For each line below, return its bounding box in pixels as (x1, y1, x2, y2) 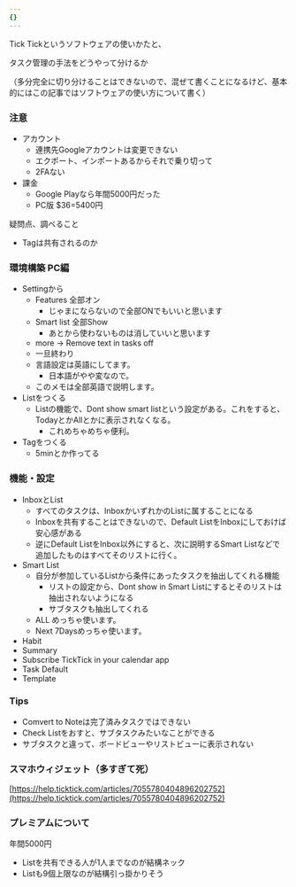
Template (21, 673, 57, 683)
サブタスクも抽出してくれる (48, 603, 149, 614)
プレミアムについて (9, 817, 90, 829)
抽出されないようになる (48, 592, 134, 603)
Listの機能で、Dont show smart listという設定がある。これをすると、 (34, 404, 285, 415)
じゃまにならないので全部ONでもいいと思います (48, 306, 224, 316)
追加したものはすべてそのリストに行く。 (34, 549, 182, 560)
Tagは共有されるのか (21, 237, 99, 248)
